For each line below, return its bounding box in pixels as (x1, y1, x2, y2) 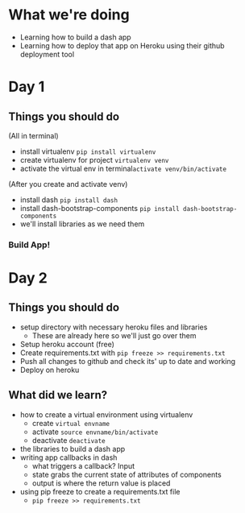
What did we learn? (8, 388, 108, 402)
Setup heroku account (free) (19, 339, 115, 349)
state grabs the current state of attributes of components (31, 470, 222, 479)
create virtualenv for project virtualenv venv (19, 155, 169, 164)
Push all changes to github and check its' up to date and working (19, 356, 236, 366)
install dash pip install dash (19, 195, 118, 205)
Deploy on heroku (19, 365, 80, 374)
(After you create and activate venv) (8, 179, 128, 188)
